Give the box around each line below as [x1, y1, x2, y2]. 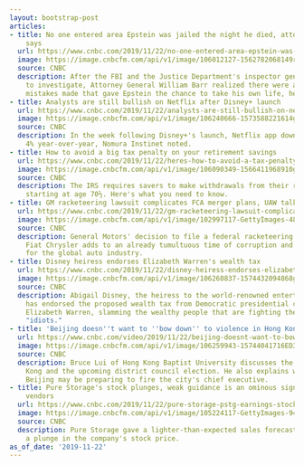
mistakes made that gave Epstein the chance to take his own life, [25, 89, 285, 98]
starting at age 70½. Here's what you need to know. [25, 190, 229, 199]
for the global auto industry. [25, 249, 144, 258]
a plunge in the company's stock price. [25, 433, 180, 443]
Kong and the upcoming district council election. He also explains [25, 366, 290, 375]
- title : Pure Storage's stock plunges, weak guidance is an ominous [9, 384, 278, 393]
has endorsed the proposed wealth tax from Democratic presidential [25, 299, 290, 308]
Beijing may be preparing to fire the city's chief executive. [25, 375, 270, 384]
